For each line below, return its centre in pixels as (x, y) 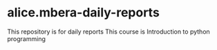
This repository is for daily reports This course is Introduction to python (109, 32)
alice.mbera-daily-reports (84, 13)
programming (27, 38)
